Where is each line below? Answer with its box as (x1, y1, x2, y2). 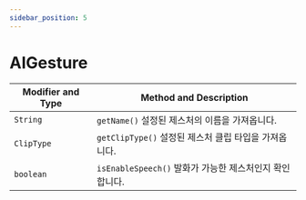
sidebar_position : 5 (9, 13, 88, 23)
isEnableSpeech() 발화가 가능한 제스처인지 (97, 161, 271, 174)
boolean (14, 169, 47, 179)
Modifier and (22, 85, 80, 98)
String (14, 115, 43, 125)
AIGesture (9, 52, 88, 73)
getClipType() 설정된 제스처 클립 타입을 (97, 131, 260, 144)
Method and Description (140, 91, 249, 104)
